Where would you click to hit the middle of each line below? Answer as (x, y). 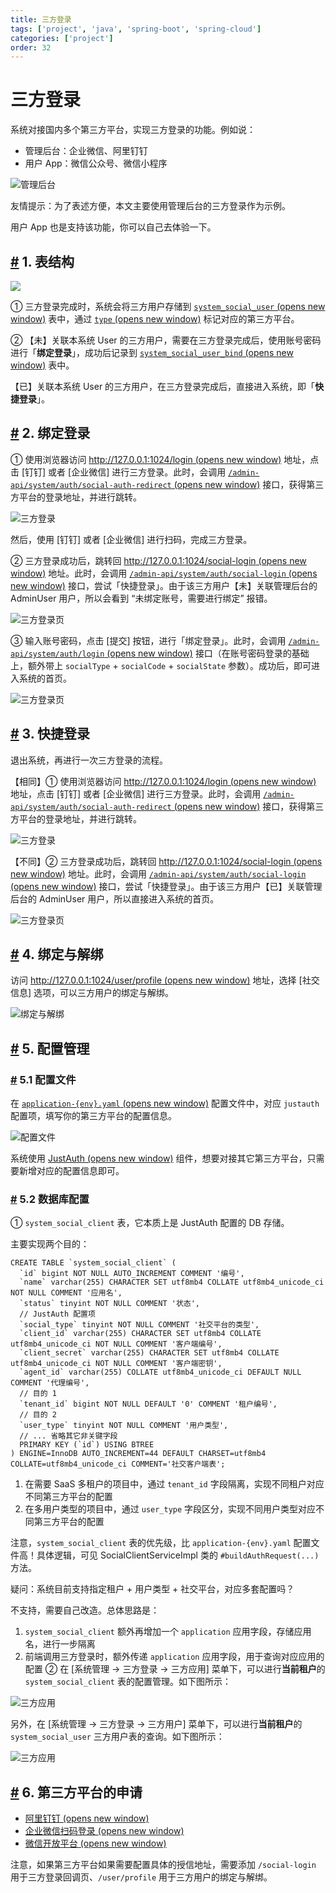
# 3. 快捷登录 (50, 734)
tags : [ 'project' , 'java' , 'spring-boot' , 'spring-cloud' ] (136, 29)
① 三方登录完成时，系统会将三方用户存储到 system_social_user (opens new (168, 306)
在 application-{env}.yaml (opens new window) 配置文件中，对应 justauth (165, 1103)
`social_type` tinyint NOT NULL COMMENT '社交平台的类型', (139, 1325)
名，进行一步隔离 (60, 1644)
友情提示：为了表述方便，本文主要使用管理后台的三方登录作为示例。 (150, 206)
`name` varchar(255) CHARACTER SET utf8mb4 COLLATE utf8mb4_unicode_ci (172, 1282)
